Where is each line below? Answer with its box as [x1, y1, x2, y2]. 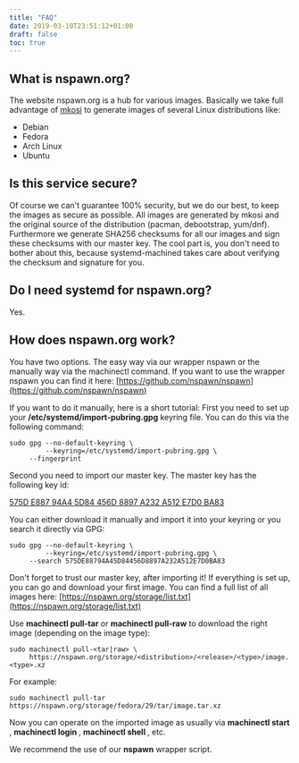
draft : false [9, 30, 58, 38]
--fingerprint [29, 454, 82, 463]
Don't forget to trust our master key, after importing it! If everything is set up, [9, 572, 291, 582]
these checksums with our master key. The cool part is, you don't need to [9, 238, 280, 249]
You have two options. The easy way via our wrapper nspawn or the [9, 356, 261, 367]
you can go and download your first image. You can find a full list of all [9, 581, 269, 592]
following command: [9, 421, 85, 432]
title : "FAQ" [9, 13, 58, 22]
